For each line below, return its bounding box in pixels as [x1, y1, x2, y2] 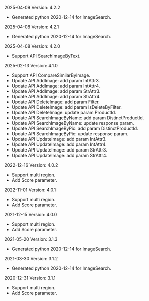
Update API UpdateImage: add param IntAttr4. [11, 141, 107, 147]
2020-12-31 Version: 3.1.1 [4, 275, 56, 281]
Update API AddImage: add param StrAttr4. [11, 94, 101, 99]
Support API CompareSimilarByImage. [11, 72, 91, 78]
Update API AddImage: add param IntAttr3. [11, 78, 100, 83]
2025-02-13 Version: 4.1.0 [4, 63, 58, 68]
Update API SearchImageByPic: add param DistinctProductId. [11, 125, 138, 131]
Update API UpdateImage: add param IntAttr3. [11, 136, 107, 142]
